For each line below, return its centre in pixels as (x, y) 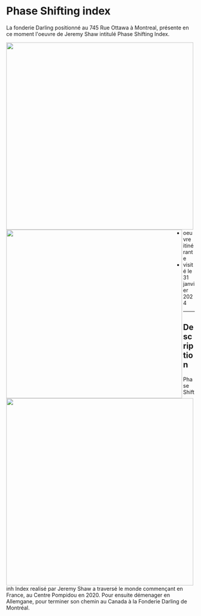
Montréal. (18, 608)
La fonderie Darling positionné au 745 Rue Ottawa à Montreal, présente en (98, 28)
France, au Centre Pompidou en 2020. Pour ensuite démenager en (88, 595)
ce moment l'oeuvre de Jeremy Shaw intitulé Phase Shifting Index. (88, 34)
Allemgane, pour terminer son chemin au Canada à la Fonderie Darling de (97, 601)
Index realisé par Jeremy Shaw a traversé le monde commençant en (99, 588)
